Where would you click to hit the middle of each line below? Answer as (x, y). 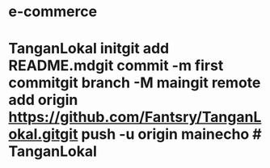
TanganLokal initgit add (89, 49)
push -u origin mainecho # (172, 134)
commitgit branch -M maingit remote (135, 83)
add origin (43, 100)
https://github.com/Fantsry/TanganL (135, 118)
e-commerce (53, 12)
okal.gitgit (43, 134)
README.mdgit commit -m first (116, 66)
